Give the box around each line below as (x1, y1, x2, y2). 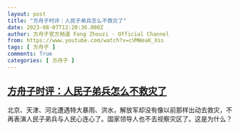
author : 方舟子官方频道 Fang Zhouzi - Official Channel (7, 30, 170, 38)
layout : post (7, 10, 46, 18)
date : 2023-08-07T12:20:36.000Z (7, 24, 103, 31)
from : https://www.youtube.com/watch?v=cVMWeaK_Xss (7, 37, 164, 44)
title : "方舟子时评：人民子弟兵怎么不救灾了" (7, 17, 127, 24)
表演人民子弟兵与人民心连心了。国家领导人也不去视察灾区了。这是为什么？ (13, 114, 233, 123)
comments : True (7, 51, 53, 58)
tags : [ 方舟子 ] (7, 44, 56, 51)
